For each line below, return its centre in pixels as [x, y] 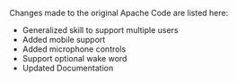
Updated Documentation [68, 68]
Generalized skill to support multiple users [100, 30]
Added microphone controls [74, 49]
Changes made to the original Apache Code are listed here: [119, 13]
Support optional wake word [75, 58]
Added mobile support [64, 40]
